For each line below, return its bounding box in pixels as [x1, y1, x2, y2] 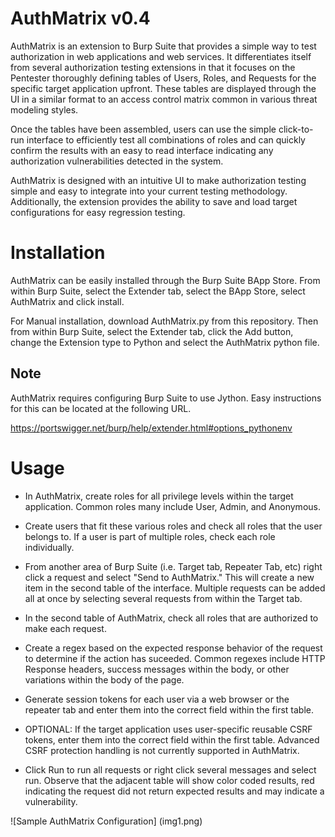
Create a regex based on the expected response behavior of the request [24, 642, 323, 654]
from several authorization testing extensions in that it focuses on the [10, 61, 296, 73]
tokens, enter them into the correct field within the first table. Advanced [24, 733, 320, 746]
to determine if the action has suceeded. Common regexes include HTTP [24, 652, 326, 664]
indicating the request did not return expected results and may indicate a [24, 785, 325, 797]
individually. [24, 541, 75, 553]
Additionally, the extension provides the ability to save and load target [10, 195, 298, 207]
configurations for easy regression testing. [10, 206, 186, 218]
